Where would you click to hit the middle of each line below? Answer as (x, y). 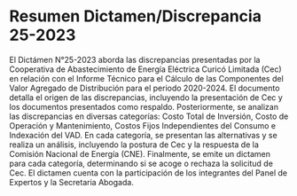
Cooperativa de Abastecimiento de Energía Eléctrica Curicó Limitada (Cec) (145, 69)
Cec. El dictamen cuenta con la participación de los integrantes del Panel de (148, 172)
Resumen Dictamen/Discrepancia (135, 16)
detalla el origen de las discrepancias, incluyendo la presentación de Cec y (146, 97)
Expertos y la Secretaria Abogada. (72, 182)
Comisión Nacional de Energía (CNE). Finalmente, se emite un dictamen (140, 153)
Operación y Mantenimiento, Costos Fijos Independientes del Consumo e (143, 125)
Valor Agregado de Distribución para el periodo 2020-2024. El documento (145, 88)
